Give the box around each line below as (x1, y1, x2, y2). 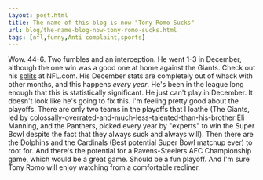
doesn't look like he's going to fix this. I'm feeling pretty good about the (8, 96, 239, 106)
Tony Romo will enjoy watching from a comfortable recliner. (8, 163, 200, 172)
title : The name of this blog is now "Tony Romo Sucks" (8, 19, 195, 27)
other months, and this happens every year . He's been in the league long (8, 80, 245, 89)
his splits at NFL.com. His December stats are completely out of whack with (8, 71, 253, 81)
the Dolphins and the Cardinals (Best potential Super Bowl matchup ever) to (8, 138, 253, 147)
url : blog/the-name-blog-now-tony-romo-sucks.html (8, 26, 177, 34)
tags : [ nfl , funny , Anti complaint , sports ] (8, 33, 146, 41)
